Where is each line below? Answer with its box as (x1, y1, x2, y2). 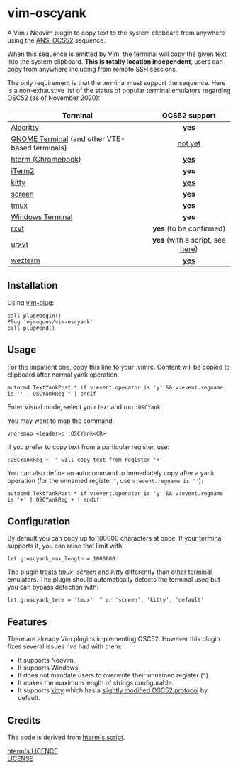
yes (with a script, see (152, 235, 227, 245)
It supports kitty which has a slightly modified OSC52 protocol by (17, 686, 208, 695)
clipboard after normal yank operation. (7, 370, 120, 379)
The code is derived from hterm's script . (7, 733, 125, 741)
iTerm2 (11, 165, 35, 175)
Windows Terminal (11, 211, 73, 221)
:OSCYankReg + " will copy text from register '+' (7, 456, 163, 463)
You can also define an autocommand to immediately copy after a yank (7, 468, 215, 477)
